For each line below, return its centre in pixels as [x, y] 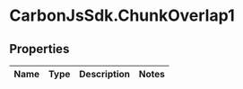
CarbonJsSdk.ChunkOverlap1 [122, 16]
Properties [39, 49]
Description [104, 74]
